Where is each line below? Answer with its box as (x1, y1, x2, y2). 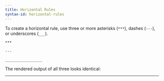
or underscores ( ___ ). (5, 30, 48, 36)
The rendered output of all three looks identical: (5, 66, 101, 72)
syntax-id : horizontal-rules (5, 12, 64, 17)
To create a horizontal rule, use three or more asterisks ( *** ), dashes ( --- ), (5, 25, 155, 31)
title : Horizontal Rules (5, 7, 56, 12)
